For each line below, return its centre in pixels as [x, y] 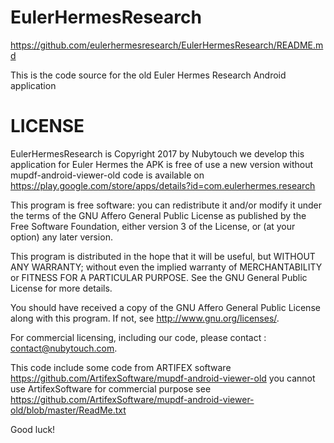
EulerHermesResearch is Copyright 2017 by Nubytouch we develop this [157, 153]
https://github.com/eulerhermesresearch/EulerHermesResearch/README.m [167, 45]
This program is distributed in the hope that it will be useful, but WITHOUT [163, 256]
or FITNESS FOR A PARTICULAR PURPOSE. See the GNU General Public [159, 277]
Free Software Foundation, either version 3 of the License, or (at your [153, 226]
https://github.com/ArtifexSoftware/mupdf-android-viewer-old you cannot [163, 378]
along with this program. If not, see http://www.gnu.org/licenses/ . [145, 318]
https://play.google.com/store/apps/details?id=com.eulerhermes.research [163, 185]
